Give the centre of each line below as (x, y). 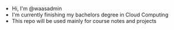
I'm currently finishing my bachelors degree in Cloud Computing (90, 15)
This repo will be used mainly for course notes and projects (84, 21)
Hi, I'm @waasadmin (37, 9)
